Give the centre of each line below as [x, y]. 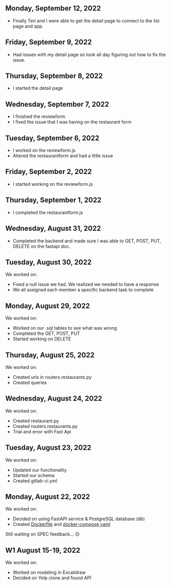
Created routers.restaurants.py [45, 426]
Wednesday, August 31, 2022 [53, 228]
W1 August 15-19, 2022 [43, 550]
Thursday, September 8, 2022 [54, 76]
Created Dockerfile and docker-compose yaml [62, 524]
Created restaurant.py [36, 421]
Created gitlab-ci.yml [35, 481]
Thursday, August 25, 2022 [50, 355]
